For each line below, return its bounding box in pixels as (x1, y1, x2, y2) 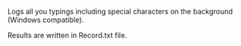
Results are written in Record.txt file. (7, 31, 127, 40)
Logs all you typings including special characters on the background (7, 7, 233, 16)
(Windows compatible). (7, 15, 85, 25)
